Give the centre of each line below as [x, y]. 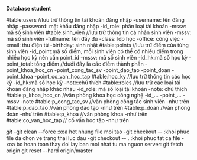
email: [14, 45]
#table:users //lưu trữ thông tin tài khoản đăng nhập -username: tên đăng [95, 20]
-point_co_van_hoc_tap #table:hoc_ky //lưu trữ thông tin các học [113, 76]
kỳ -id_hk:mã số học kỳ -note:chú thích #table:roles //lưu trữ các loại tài [93, 83]
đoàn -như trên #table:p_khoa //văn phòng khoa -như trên [77, 114]
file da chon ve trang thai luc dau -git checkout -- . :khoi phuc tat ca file [93, 138]
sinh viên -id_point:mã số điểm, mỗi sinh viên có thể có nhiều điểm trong [95, 51]
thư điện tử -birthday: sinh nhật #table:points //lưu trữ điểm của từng [106, 45]
